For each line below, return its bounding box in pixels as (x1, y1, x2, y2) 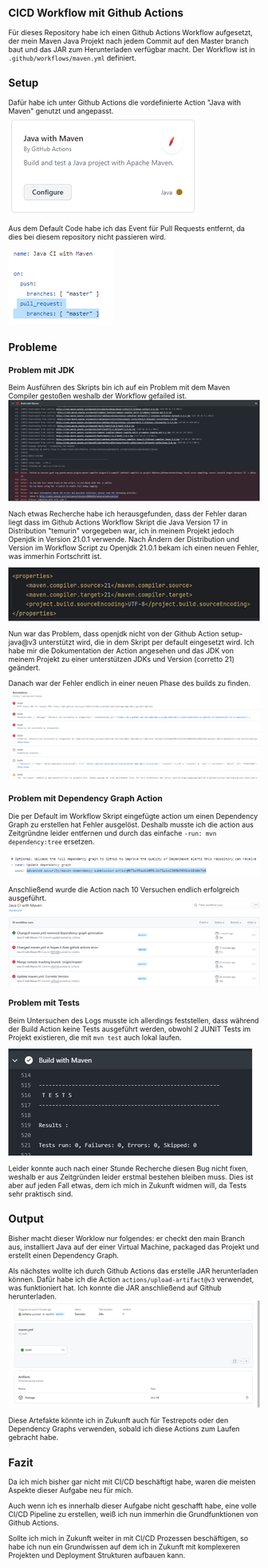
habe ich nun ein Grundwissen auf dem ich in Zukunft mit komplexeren (8, 1542, 241, 1552)
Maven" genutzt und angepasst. (8, 106, 114, 115)
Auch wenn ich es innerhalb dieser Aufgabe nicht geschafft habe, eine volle (8, 1501, 257, 1510)
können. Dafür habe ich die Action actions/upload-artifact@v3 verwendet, (8, 1275, 254, 1284)
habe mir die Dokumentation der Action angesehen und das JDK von (8, 646, 234, 656)
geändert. (8, 663, 41, 672)
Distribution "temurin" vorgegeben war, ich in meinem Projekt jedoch (8, 525, 235, 535)
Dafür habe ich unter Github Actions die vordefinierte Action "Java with (8, 98, 242, 107)
